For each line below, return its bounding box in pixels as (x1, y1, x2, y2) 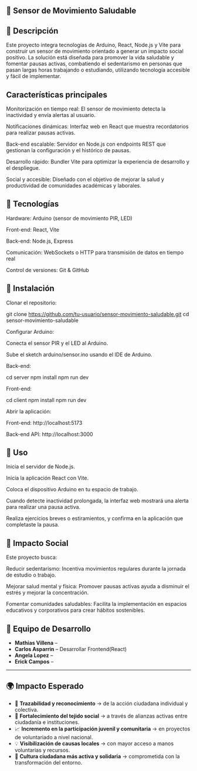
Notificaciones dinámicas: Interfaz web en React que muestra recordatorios (6, 123, 189, 130)
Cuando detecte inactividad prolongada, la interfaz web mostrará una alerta (6, 497, 189, 504)
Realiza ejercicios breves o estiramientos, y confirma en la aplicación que (6, 515, 184, 522)
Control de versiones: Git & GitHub (6, 266, 89, 273)
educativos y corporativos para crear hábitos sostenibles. (6, 606, 145, 614)
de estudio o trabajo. (6, 571, 56, 579)
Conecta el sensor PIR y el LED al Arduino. (6, 339, 108, 347)
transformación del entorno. (14, 759, 83, 766)
